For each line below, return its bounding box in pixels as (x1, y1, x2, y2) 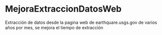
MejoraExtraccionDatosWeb (5, 3, 122, 15)
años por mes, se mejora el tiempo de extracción (5, 24, 103, 30)
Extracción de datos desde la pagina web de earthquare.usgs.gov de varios (5, 19, 158, 25)
